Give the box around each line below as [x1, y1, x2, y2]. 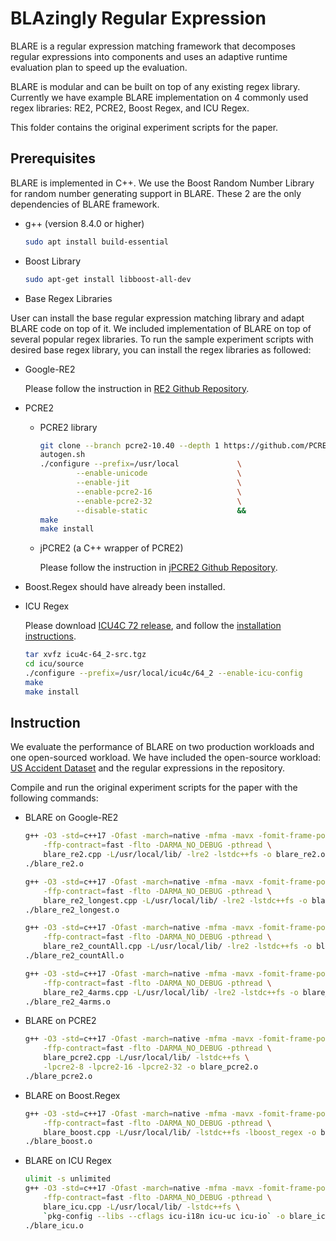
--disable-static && [75, 505, 247, 516]
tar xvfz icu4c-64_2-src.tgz [24, 650, 147, 660]
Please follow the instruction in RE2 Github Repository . [24, 382, 250, 394]
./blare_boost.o [24, 1137, 93, 1147]
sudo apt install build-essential [24, 237, 169, 247]
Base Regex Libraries [24, 292, 113, 304]
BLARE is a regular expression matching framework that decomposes [10, 40, 296, 52]
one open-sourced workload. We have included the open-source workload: [10, 752, 322, 764]
